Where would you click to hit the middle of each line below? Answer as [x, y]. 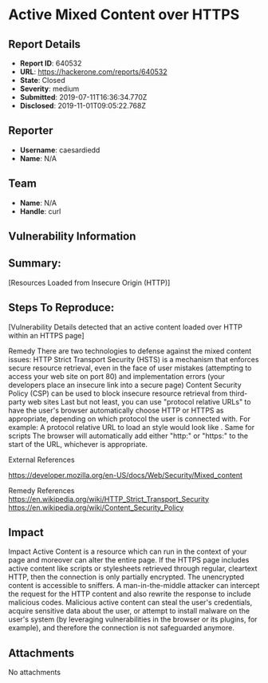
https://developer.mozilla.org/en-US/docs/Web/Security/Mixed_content [126, 475]
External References [41, 460]
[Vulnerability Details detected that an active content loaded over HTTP [126, 327]
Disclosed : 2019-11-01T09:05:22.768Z [83, 106]
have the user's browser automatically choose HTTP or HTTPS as [116, 410]
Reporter [31, 130]
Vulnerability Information [72, 237]
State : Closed [42, 80]
